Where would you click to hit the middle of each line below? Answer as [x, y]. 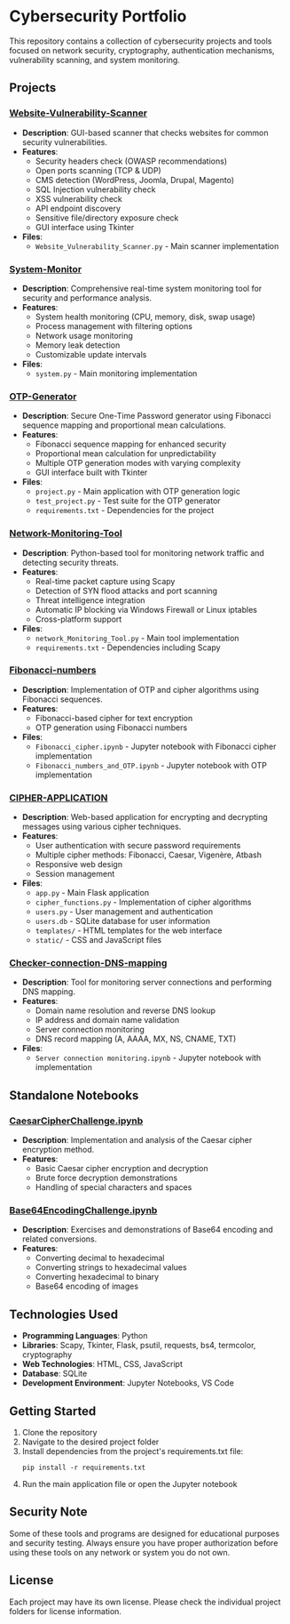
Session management [75, 874]
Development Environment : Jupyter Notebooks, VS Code [128, 1383]
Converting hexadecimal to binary [97, 1277]
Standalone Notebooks [74, 1095]
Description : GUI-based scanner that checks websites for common [145, 133]
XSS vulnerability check [78, 198]
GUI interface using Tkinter [85, 227]
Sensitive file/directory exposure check [107, 217]
